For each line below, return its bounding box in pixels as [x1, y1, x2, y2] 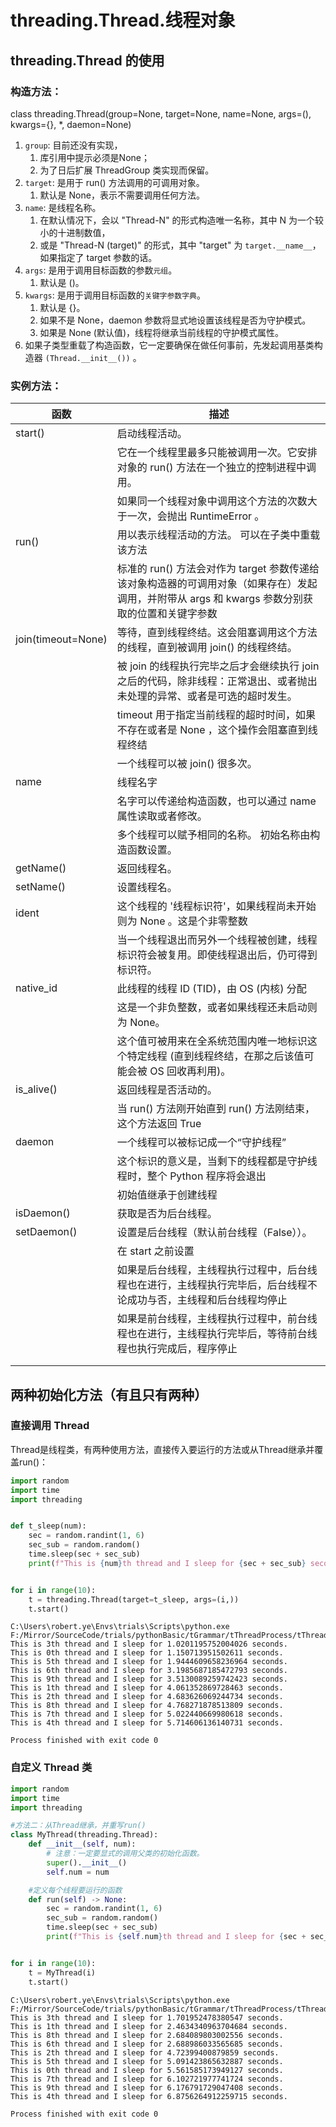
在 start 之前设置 [116, 1244, 195, 1258]
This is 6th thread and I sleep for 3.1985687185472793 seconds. [10, 1666, 288, 1676]
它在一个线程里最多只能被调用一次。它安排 [116, 446, 318, 460]
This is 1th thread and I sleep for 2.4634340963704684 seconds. [10, 2021, 288, 2031]
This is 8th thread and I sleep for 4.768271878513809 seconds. [10, 1701, 284, 1711]
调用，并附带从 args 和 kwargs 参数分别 [116, 592, 303, 606]
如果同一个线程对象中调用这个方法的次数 [116, 494, 308, 508]
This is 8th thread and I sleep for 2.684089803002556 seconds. [10, 2030, 284, 2040]
